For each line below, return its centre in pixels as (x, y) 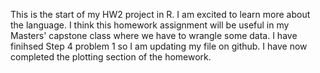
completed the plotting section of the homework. (111, 57)
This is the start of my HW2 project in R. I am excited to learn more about (160, 14)
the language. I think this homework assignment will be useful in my (150, 25)
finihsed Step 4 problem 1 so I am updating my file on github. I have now (159, 46)
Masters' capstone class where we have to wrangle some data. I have (154, 35)
